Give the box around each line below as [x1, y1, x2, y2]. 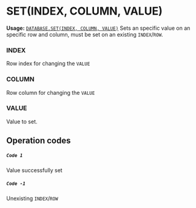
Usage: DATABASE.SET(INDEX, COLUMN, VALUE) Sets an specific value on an [6, 24, 191, 32]
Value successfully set [6, 167, 63, 174]
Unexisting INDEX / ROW [6, 195, 59, 202]
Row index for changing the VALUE [6, 60, 90, 68]
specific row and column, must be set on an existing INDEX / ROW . [6, 30, 164, 38]
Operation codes [6, 136, 71, 146]
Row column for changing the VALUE [6, 89, 95, 96]
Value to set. [6, 117, 38, 125]
